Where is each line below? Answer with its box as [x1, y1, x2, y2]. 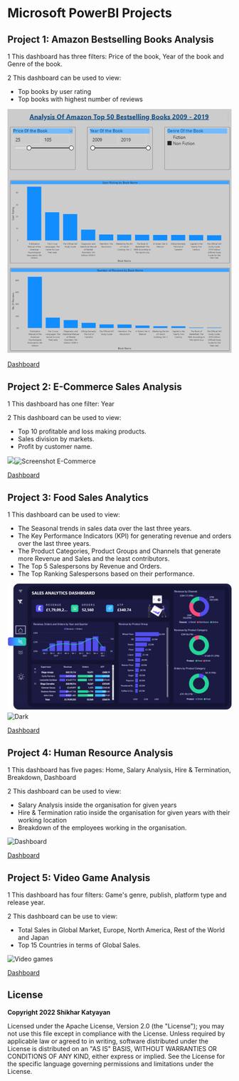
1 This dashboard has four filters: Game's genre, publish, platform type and [7, 891, 227, 900]
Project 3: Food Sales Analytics [7, 491, 149, 503]
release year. [7, 898, 46, 907]
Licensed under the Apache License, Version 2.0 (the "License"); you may [7, 1021, 225, 1030]
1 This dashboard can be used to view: [7, 510, 120, 519]
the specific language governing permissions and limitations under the [7, 1059, 214, 1068]
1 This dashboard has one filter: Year [7, 400, 115, 408]
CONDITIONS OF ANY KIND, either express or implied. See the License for [7, 1052, 225, 1060]
